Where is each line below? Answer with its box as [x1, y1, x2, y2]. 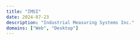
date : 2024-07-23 [6, 14, 49, 20]
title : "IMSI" [6, 8, 42, 15]
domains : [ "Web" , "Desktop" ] [6, 25, 79, 31]
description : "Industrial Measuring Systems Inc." [6, 19, 135, 25]
